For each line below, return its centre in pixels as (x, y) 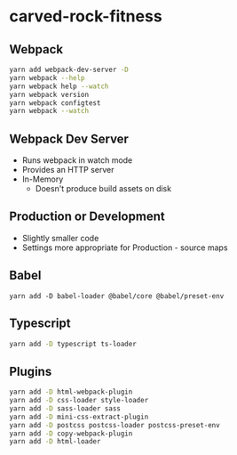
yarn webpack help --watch (59, 86)
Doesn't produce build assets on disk (103, 189)
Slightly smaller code (60, 238)
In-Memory (43, 179)
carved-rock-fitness (86, 16)
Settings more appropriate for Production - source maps (125, 248)
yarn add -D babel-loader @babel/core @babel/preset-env (117, 296)
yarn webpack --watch (49, 111)
